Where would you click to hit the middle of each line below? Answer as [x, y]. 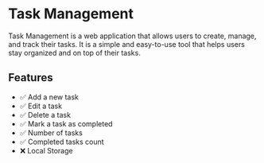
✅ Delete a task [45, 114]
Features [31, 78]
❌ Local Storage [46, 150]
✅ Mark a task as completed [66, 123]
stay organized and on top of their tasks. [74, 52]
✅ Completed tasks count [62, 142]
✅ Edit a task [41, 106]
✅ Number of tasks [51, 133]
